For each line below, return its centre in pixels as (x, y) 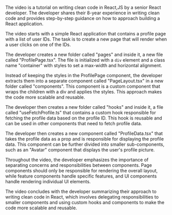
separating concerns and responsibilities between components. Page (79, 165)
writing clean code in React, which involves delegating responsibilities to (82, 197)
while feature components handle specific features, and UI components (81, 176)
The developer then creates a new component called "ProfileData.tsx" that (84, 133)
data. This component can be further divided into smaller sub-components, (85, 144)
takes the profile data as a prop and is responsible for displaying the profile (85, 139)
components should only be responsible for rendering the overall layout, (82, 171)
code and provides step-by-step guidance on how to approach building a (83, 18)
